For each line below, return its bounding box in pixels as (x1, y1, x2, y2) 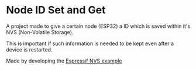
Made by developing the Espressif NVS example (6, 57, 122, 64)
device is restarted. (6, 46, 53, 53)
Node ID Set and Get (6, 3, 106, 17)
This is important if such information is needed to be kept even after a (6, 40, 174, 47)
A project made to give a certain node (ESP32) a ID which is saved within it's (6, 23, 191, 30)
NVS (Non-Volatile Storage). (6, 28, 74, 35)
